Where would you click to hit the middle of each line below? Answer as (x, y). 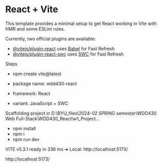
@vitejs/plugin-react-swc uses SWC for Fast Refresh (68, 54)
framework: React (31, 93)
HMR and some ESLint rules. (35, 29)
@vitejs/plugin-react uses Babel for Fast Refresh (64, 48)
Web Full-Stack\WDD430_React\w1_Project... (52, 119)
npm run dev (26, 139)
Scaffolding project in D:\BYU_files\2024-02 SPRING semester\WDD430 (81, 113)
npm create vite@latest (37, 74)
